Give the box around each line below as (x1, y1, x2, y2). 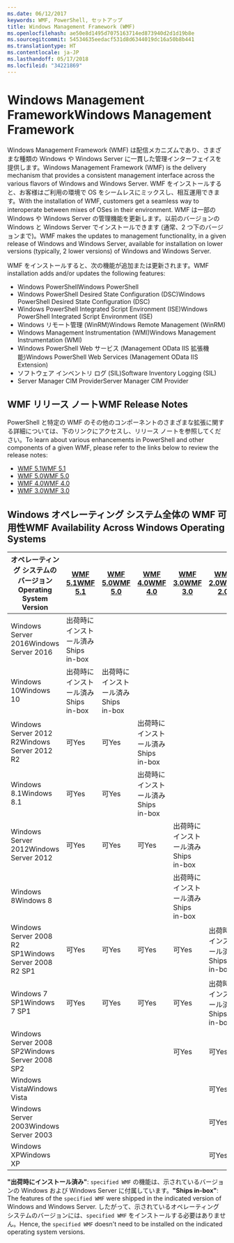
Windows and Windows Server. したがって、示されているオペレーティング (7, 1203, 219, 1211)
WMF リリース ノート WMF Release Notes (7, 398, 188, 410)
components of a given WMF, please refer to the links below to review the (7, 443, 219, 452)
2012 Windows (10, 844, 60, 854)
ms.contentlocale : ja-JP (7, 49, 79, 56)
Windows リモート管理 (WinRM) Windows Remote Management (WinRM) (17, 320, 226, 328)
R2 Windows (10, 737, 51, 747)
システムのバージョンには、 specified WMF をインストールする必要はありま (7, 1211, 220, 1220)
